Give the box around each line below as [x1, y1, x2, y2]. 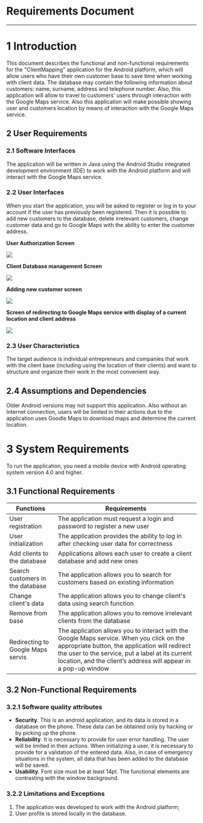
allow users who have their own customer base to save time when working [6, 72, 192, 79]
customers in [9, 574, 47, 582]
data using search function [57, 599, 134, 608]
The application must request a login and [57, 514, 174, 523]
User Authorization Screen [6, 239, 75, 246]
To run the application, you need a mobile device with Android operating [6, 462, 186, 470]
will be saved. [14, 761, 50, 769]
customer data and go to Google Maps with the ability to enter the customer [6, 221, 195, 228]
